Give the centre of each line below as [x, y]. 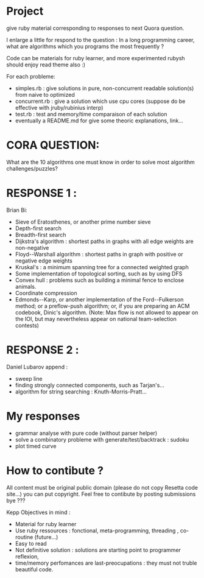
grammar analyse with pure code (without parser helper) [86, 433]
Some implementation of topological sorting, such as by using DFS [99, 273]
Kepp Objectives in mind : [39, 512]
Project [25, 11]
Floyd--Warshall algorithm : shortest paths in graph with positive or [99, 254]
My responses [43, 416]
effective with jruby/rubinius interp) [59, 107]
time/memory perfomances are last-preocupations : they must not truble [106, 563]
